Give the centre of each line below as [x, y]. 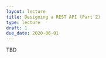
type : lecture [23, 22]
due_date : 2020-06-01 [33, 33]
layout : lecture [26, 11]
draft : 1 [17, 28]
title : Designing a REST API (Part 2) [53, 17]
